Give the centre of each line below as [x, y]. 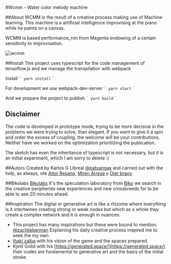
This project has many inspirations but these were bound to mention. [85, 224]
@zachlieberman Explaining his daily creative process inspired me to [85, 230]
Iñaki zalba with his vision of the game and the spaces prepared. [80, 241]
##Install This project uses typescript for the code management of [75, 63]
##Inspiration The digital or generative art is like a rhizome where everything [86, 204]
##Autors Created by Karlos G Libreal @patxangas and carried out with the [84, 168]
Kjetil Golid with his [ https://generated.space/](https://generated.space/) [89, 246]
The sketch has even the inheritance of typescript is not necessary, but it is [84, 152]
